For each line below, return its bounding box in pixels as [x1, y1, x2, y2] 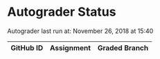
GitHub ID [10, 43, 44, 52]
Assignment [49, 43, 91, 52]
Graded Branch [97, 43, 149, 52]
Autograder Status [7, 4, 116, 20]
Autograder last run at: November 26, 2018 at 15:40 [7, 27, 154, 35]
